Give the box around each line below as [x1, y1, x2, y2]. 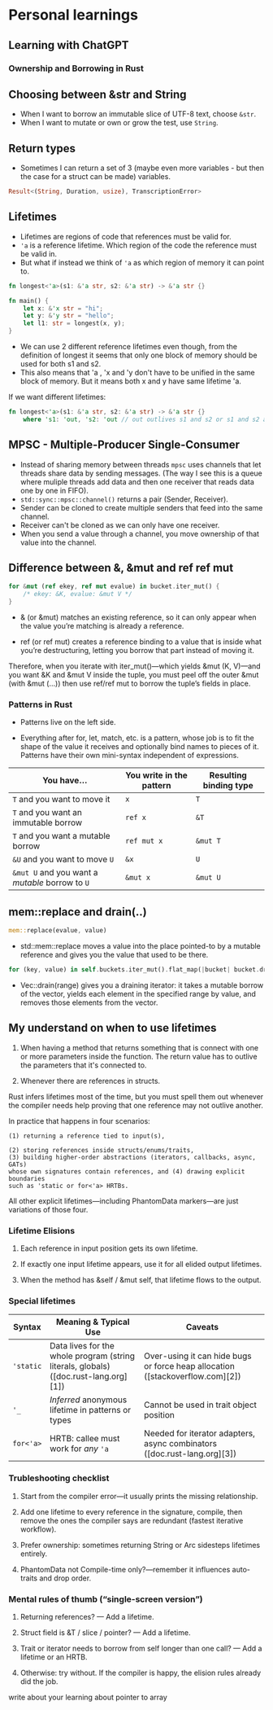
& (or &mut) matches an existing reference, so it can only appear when [19, 612, 257, 622]
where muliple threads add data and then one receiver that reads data [19, 476, 254, 486]
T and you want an [12, 807, 83, 818]
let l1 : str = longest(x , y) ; [23, 319, 126, 327]
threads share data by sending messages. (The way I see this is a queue [19, 468, 262, 478]
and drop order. [39, 1573, 92, 1583]
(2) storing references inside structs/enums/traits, [8, 1146, 195, 1154]
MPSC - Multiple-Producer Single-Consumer [8, 438, 240, 452]
